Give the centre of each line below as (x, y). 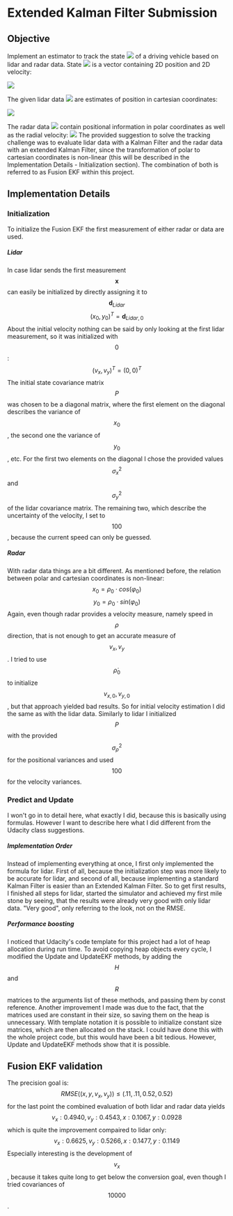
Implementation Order (40, 846)
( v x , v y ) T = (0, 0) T (117, 370)
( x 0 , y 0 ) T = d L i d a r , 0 (117, 317)
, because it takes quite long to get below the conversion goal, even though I (116, 1177)
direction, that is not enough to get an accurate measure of (91, 636)
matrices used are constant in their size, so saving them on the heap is (109, 1014)
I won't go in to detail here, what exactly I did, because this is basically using (117, 815)
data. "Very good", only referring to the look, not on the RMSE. (96, 908)
